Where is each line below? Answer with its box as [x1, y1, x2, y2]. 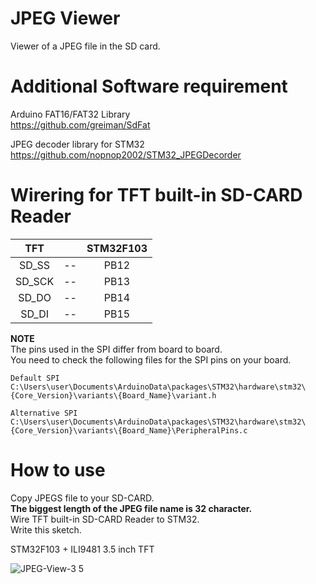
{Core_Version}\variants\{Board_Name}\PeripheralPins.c [10, 425, 248, 436]
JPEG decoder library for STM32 [10, 138, 145, 150]
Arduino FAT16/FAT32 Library [10, 108, 131, 120]
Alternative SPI [10, 408, 78, 418]
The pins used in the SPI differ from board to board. [10, 343, 223, 355]
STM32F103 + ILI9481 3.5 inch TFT [10, 543, 155, 555]
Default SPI [10, 373, 60, 383]
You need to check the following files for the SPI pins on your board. [10, 353, 292, 366]
